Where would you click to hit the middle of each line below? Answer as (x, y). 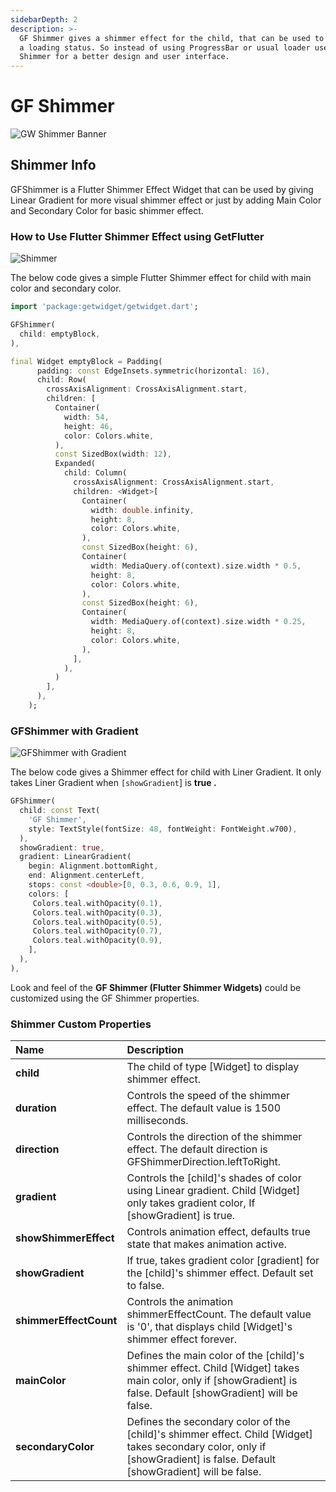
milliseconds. (157, 1121)
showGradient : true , (62, 847)
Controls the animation (180, 1302)
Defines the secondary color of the (208, 1422)
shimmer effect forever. (182, 1339)
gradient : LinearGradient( (75, 857)
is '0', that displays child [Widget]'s (209, 1327)
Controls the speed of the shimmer (208, 1096)
